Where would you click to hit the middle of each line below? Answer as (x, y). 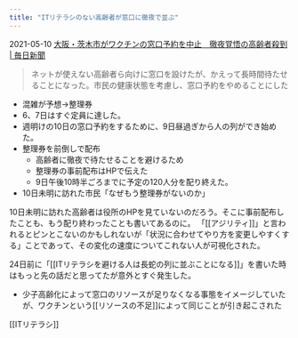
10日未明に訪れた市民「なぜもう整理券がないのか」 (116, 193)
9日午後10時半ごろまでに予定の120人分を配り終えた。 (134, 181)
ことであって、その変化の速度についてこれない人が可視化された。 (145, 245)
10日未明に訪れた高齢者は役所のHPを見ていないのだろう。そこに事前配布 (143, 212)
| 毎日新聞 (28, 55)
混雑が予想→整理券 (57, 104)
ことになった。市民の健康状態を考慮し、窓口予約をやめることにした (164, 84)
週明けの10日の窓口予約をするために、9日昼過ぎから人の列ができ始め (149, 126)
